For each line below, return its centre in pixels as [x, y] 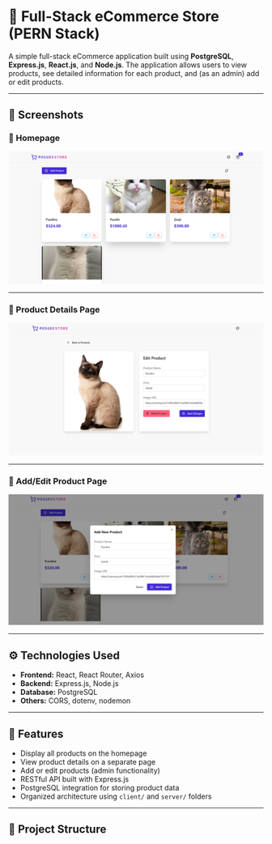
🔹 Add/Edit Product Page [58, 481]
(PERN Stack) [54, 34]
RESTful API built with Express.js [74, 779]
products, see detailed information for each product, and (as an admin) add [134, 73]
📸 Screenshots [46, 115]
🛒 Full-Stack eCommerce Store [114, 17]
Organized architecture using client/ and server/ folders [116, 796]
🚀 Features [36, 733]
